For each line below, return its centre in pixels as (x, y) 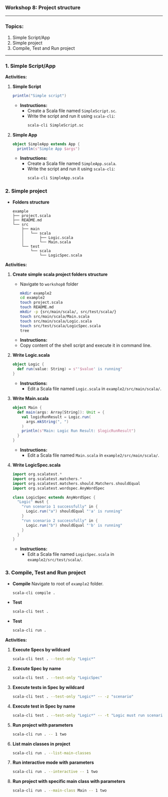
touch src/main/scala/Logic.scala (56, 321)
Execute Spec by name (37, 669)
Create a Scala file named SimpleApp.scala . (72, 164)
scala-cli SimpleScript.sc (55, 125)
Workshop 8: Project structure (43, 8)
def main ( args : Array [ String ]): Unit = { (61, 412)
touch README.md (37, 307)
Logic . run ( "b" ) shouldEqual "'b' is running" (74, 525)
